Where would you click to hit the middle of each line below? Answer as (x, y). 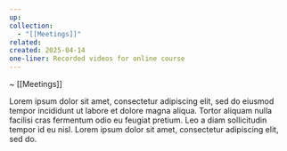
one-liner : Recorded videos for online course (97, 59)
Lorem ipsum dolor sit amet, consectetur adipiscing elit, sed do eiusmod (142, 101)
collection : (31, 26)
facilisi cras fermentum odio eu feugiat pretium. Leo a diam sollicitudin (138, 120)
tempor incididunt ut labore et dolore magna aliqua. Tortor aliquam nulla (141, 111)
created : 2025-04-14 (48, 51)
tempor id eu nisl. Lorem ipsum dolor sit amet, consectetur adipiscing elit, (144, 129)
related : (25, 42)
